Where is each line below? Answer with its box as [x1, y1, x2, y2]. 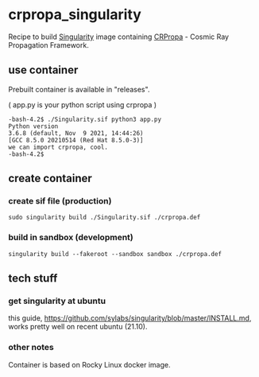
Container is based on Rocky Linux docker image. [8, 360, 171, 369]
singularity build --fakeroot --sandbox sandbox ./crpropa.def [8, 250, 222, 258]
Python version [8, 122, 59, 130]
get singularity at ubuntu [8, 296, 106, 307]
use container [8, 64, 79, 77]
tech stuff [8, 272, 58, 286]
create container [8, 172, 93, 185]
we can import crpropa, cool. [8, 143, 109, 151]
